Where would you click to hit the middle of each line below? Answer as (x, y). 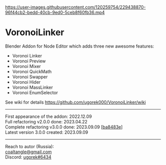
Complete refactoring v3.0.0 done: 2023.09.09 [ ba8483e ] (64, 127)
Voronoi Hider (26, 82)
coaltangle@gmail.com (28, 152)
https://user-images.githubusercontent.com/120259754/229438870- (75, 7)
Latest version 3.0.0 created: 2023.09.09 (47, 132)
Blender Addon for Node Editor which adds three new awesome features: (80, 46)
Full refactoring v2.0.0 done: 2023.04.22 (46, 121)
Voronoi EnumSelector (35, 92)
